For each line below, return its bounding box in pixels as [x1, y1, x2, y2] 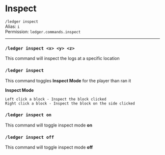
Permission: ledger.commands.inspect [5, 28, 81, 34]
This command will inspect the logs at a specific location [5, 55, 120, 61]
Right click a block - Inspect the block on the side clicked [5, 101, 135, 106]
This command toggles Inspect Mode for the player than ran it [5, 77, 131, 83]
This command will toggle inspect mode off [5, 144, 93, 150]
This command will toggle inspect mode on [5, 122, 92, 128]
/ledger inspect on [5, 112, 52, 118]
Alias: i [5, 23, 20, 29]
